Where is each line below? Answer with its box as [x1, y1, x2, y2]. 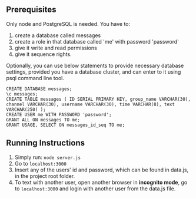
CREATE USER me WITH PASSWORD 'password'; [6, 111, 112, 117]
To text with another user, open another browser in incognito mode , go [14, 179, 188, 186]
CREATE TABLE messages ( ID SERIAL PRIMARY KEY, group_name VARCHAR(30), [6, 96, 191, 102]
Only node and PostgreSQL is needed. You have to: [6, 20, 131, 27]
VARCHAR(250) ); [6, 106, 46, 113]
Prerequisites [6, 5, 57, 15]
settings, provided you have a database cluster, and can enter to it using [6, 68, 181, 75]
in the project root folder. [14, 172, 75, 179]
